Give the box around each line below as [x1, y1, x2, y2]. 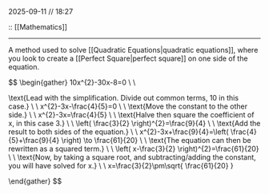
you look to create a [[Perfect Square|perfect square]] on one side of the [8, 53, 248, 63]
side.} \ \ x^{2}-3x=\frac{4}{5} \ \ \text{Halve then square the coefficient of [8, 110, 255, 119]
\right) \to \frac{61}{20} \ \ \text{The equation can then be [61, 136, 251, 145]
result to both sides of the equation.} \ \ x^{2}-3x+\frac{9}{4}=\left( [8, 127, 230, 137]
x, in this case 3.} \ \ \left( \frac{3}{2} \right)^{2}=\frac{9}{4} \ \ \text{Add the [8, 119, 261, 128]
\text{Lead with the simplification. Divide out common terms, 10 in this [8, 93, 239, 102]
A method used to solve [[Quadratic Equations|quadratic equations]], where [8, 46, 259, 54]
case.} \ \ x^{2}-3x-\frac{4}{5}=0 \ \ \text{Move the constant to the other [8, 101, 248, 111]
